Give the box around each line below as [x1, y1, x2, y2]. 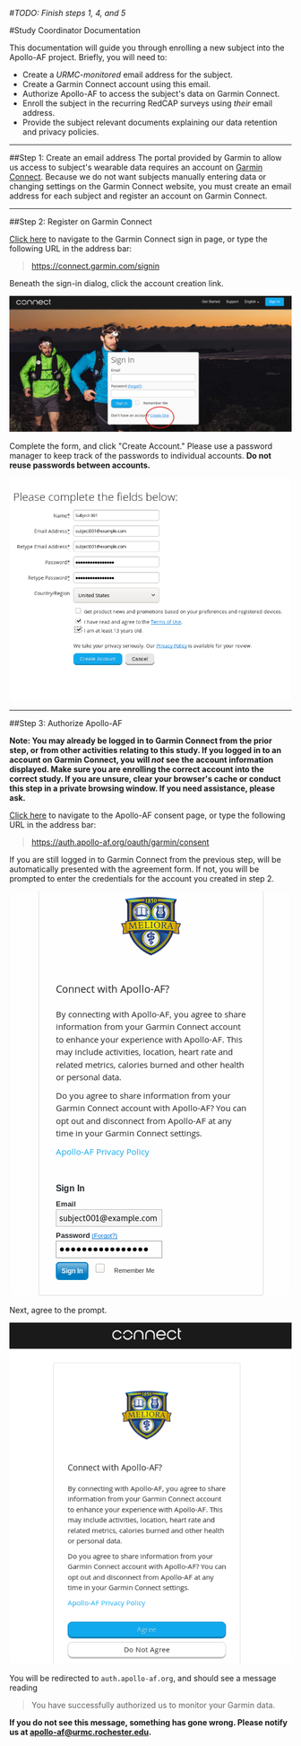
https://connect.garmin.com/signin [30, 260, 159, 271]
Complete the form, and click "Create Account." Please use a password [9, 441, 273, 452]
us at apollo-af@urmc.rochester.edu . [9, 1726, 152, 1737]
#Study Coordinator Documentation [9, 25, 141, 35]
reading [9, 1682, 39, 1693]
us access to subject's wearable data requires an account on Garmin [9, 162, 263, 172]
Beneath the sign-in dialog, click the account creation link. [9, 278, 224, 288]
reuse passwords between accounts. [9, 460, 150, 470]
